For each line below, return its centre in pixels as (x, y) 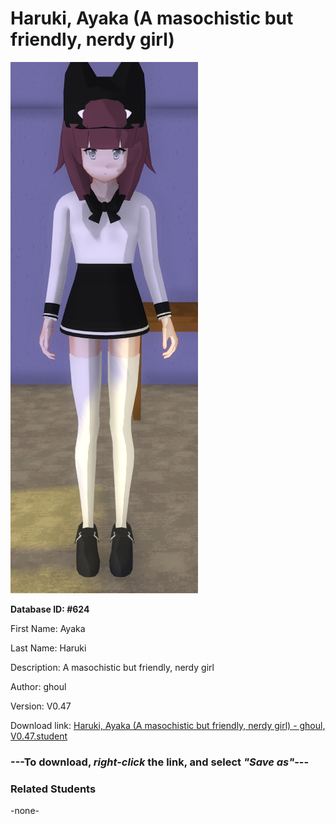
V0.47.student (39, 736)
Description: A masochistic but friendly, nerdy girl (112, 667)
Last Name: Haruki (48, 648)
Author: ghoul (38, 686)
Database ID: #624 (50, 609)
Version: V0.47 (41, 706)
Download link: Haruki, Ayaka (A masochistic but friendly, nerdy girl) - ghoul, (168, 725)
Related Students (53, 789)
